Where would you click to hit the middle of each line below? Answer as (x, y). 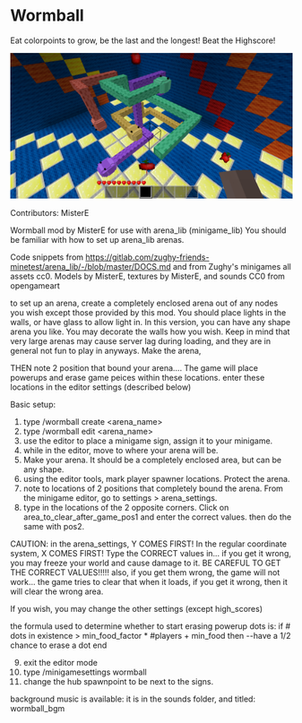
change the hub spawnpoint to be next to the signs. (118, 681)
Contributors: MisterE (50, 212)
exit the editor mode (60, 662)
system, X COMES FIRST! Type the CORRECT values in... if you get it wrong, (151, 553)
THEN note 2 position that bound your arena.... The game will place (134, 367)
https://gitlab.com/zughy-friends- (147, 257)
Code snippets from (47, 257)
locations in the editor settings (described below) (101, 387)
